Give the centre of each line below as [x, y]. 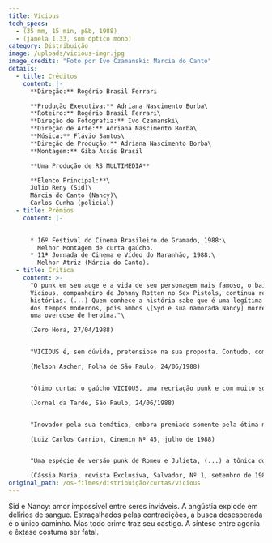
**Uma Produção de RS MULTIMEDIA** [90, 166]
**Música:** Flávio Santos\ [77, 136]
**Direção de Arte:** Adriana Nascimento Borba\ [113, 129]
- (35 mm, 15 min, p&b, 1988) [66, 31]
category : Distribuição [49, 46]
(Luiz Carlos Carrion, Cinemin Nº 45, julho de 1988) [123, 439]
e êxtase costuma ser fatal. [54, 532]
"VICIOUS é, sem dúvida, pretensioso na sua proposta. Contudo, [140, 352]
